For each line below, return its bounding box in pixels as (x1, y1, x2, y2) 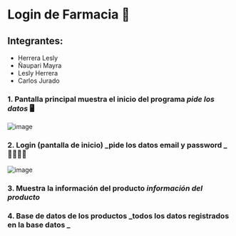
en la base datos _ (7, 220, 71, 230)
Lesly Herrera (17, 69, 58, 77)
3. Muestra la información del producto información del (7, 183, 203, 193)
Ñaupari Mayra (17, 61, 62, 70)
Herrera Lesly (17, 53, 58, 62)
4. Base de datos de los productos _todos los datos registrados (7, 211, 230, 221)
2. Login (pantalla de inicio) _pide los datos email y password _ (7, 140, 227, 150)
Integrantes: (7, 35, 63, 47)
